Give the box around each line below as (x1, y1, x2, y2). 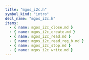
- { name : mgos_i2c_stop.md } (9, 43, 71, 48)
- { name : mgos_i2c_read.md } (9, 34, 71, 39)
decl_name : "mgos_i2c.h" (5, 16, 56, 21)
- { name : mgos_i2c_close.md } (9, 25, 73, 30)
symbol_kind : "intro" (5, 12, 49, 16)
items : (5, 20, 19, 26)
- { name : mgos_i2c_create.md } (9, 30, 76, 34)
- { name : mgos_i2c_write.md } (9, 47, 73, 52)
